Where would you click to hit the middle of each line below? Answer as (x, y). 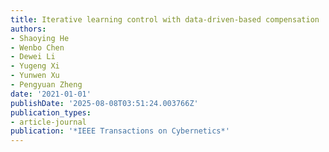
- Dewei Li (33, 57)
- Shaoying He (40, 38)
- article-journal (48, 122)
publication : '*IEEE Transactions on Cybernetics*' (120, 131)
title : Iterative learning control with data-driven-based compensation (165, 19)
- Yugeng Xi (35, 66)
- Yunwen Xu (35, 76)
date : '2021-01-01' (51, 94)
